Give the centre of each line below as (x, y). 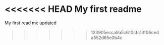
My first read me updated (30, 23)
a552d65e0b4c (107, 38)
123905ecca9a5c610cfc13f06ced (125, 32)
